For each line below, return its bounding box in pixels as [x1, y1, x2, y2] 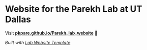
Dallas [5, 14, 31, 25]
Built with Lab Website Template [5, 39, 70, 45]
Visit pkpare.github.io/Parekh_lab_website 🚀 [5, 30, 98, 36]
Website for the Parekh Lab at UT [5, 3, 143, 15]
